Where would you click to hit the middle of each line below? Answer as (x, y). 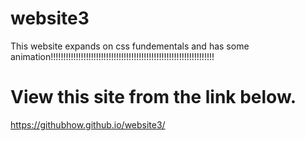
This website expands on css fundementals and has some (130, 46)
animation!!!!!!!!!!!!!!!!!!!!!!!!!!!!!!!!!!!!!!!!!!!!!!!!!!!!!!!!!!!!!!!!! (112, 56)
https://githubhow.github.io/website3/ (88, 124)
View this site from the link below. (153, 97)
